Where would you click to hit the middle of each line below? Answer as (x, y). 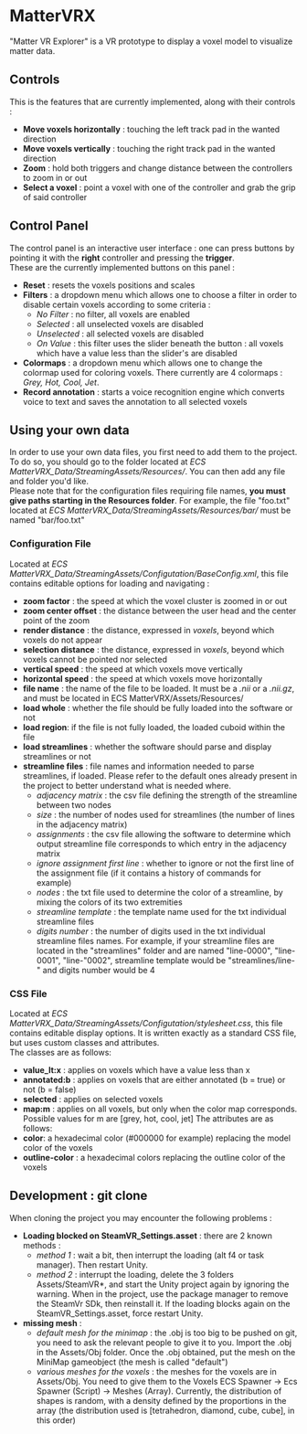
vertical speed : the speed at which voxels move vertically (133, 669)
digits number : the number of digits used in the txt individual (151, 931)
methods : (42, 1245)
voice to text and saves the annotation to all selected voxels (135, 401)
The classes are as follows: (61, 1052)
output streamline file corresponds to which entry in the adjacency (162, 844)
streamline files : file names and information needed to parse (138, 766)
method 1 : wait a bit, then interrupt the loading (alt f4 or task (150, 1255)
